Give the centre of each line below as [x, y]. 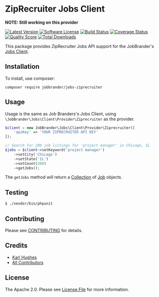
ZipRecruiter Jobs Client [55, 9]
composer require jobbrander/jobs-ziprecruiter [54, 87]
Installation [22, 67]
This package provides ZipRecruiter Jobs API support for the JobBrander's [79, 46]
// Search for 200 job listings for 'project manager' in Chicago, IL [78, 146]
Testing [17, 192]
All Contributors [28, 262]
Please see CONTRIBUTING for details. [44, 230]
